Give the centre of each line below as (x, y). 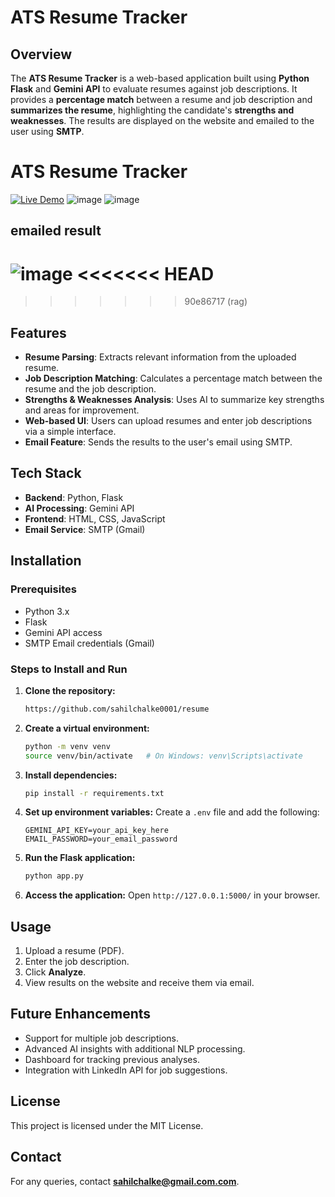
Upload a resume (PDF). (74, 951)
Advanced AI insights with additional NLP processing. (135, 1048)
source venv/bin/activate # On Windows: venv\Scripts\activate (163, 756)
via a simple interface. (70, 432)
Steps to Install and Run (69, 669)
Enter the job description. (77, 962)
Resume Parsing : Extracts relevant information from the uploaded (160, 357)
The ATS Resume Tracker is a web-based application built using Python (160, 78)
